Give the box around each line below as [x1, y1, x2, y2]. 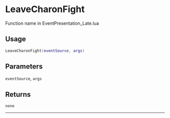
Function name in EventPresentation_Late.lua [5, 20, 99, 26]
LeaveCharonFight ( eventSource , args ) [5, 48, 85, 53]
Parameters [5, 62, 43, 71]
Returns [5, 90, 31, 99]
